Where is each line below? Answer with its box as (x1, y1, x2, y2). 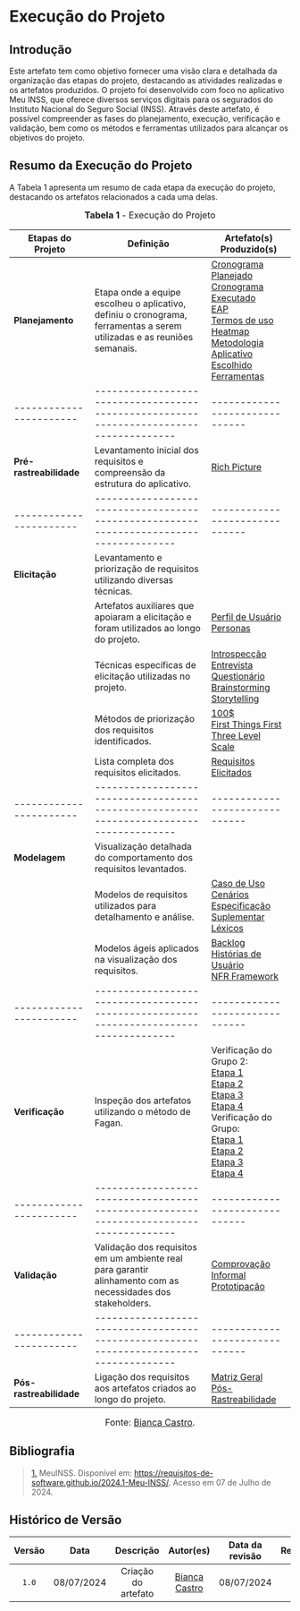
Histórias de (211, 947, 262, 960)
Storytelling (211, 692, 260, 705)
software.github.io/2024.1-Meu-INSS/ (30, 1477, 170, 1487)
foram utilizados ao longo (94, 621, 201, 634)
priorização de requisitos (94, 562, 199, 575)
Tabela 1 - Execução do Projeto (84, 209, 216, 221)
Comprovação (211, 1257, 271, 1270)
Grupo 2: (211, 1055, 248, 1067)
